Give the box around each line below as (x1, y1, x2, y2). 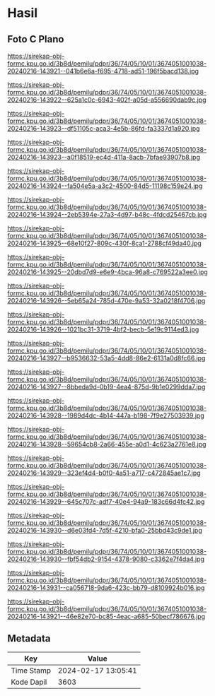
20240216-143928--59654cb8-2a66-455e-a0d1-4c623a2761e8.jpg (7, 440, 207, 448)
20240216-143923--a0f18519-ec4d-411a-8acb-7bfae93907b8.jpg (7, 153, 200, 161)
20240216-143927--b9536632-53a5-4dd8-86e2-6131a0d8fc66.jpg (7, 354, 206, 362)
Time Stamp (11, 666, 52, 676)
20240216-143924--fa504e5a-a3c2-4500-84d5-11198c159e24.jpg (7, 182, 203, 190)
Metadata (7, 632, 51, 644)
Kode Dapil (11, 677, 47, 687)
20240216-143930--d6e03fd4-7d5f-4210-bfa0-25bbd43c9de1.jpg (7, 526, 203, 534)
